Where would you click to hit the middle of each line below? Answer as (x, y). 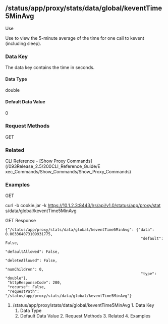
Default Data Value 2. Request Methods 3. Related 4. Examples (85, 316)
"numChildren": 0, (24, 270)
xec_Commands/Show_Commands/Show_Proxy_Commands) (68, 172)
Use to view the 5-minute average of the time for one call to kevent (75, 38)
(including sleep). (23, 43)
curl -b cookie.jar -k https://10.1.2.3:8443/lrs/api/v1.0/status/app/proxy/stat (83, 206)
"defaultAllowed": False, (32, 252)
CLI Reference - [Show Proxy (36, 161)
